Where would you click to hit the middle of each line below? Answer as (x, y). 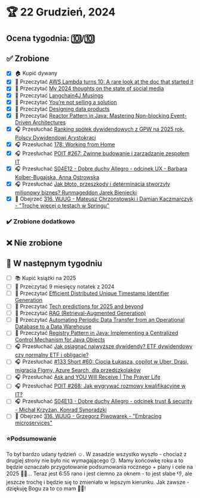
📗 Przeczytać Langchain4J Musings (59, 95)
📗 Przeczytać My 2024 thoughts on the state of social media (89, 88)
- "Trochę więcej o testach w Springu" (62, 205)
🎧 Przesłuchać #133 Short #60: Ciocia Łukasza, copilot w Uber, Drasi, (101, 362)
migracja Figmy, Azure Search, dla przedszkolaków (78, 370)
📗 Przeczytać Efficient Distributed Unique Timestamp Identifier (92, 293)
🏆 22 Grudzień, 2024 (61, 12)
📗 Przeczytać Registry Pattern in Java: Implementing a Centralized (96, 333)
